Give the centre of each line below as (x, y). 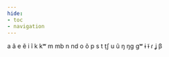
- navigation (26, 26)
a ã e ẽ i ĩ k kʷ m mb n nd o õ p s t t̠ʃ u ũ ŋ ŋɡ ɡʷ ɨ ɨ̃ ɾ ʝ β (85, 46)
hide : (15, 13)
